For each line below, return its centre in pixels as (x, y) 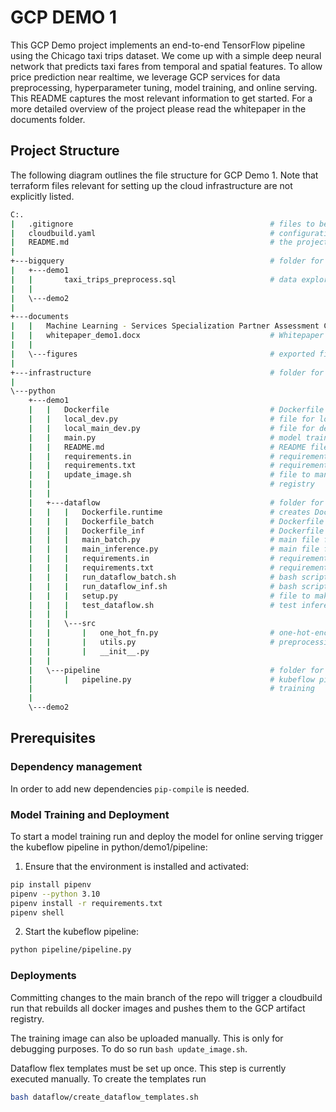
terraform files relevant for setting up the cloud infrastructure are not (151, 185)
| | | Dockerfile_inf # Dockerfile (176, 531)
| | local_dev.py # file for (171, 419)
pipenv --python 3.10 (55, 894)
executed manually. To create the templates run (108, 1078)
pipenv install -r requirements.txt (86, 903)
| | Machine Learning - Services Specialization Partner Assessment (165, 326)
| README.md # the (151, 242)
